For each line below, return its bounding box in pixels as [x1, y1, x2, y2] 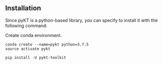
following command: [5, 22, 48, 28]
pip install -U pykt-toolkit [5, 55, 66, 60]
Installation [5, 4, 41, 12]
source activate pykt [5, 46, 51, 51]
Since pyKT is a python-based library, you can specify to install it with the [5, 17, 158, 23]
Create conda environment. [5, 32, 62, 38]
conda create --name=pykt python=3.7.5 [5, 42, 89, 47]
